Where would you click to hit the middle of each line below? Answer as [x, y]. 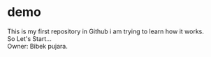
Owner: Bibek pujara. [38, 46]
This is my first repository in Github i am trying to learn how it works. [105, 31]
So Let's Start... [30, 38]
